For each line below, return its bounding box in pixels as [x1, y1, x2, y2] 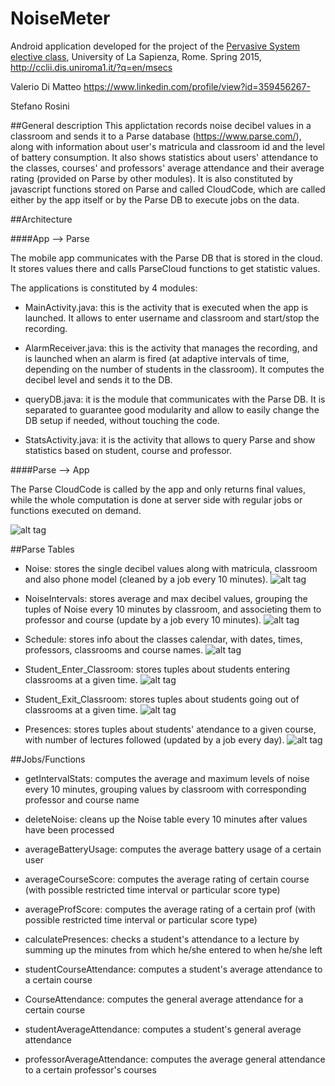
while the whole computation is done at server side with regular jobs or [10, 493, 303, 506]
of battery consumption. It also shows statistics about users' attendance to [10, 151, 319, 163]
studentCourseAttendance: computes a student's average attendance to [24, 963, 323, 975]
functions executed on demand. [10, 504, 142, 516]
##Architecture [10, 213, 73, 225]
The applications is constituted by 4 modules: [10, 282, 198, 294]
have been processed [24, 823, 115, 836]
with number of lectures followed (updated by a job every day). [24, 733, 285, 746]
